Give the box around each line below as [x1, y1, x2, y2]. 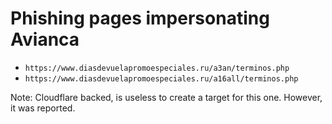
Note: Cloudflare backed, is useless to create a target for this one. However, [10, 91, 323, 103]
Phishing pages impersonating [10, 7, 270, 30]
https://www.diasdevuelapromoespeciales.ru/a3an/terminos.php [24, 63, 290, 73]
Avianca [10, 28, 80, 51]
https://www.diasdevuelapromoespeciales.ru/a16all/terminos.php [24, 73, 299, 84]
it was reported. [10, 102, 76, 114]
